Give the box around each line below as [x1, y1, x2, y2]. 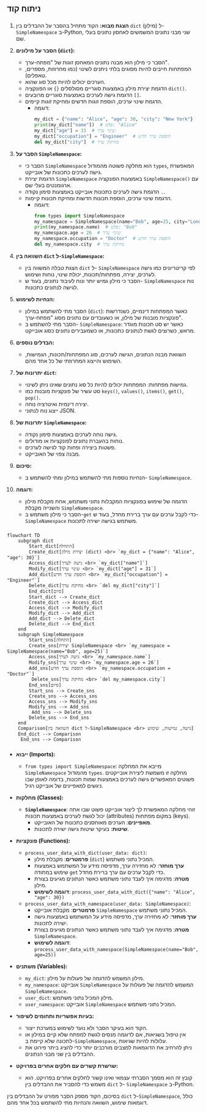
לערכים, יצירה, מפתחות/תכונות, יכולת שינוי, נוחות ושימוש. [24, 271, 156, 278]
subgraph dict [18, 538, 54, 544]
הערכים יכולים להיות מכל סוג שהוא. [24, 78, 106, 86]
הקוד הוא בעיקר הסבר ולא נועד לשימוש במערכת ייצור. [24, 1024, 148, 1031]
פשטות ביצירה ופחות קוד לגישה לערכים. [24, 443, 116, 451]
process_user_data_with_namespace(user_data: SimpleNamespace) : [24, 900, 191, 907]
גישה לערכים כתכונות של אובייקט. [24, 168, 103, 176]
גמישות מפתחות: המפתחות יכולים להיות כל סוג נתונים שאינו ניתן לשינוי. [24, 381, 188, 388]
